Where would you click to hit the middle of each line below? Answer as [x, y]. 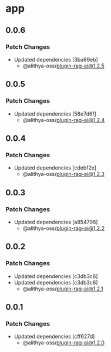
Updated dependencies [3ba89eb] [56, 59]
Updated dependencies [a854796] [56, 222]
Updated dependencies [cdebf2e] [55, 168]
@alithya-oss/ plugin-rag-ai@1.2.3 [64, 174]
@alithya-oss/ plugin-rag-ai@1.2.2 [64, 228]
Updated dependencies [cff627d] [54, 337]
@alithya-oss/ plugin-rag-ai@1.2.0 [64, 343]
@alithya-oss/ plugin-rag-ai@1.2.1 [63, 289]
